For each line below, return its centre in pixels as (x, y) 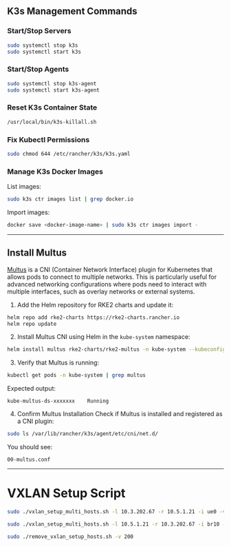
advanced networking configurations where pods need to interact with (107, 284)
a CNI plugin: (35, 421)
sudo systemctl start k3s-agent (53, 90)
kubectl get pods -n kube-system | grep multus (77, 375)
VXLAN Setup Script (66, 494)
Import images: (29, 212)
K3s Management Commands (72, 11)
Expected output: (32, 389)
